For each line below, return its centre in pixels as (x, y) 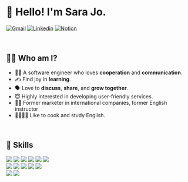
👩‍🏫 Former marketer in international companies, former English (91, 102)
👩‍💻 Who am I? (32, 58)
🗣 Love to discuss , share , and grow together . (71, 88)
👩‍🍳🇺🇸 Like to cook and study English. (60, 115)
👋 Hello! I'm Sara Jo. (56, 12)
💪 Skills (20, 145)
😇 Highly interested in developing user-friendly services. (84, 96)
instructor (26, 109)
